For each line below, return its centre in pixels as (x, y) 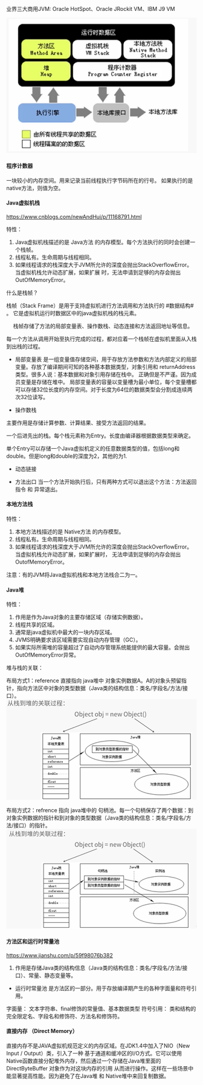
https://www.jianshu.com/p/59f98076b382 (60, 955)
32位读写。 (34, 397)
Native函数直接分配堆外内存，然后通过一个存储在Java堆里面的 (84, 1061)
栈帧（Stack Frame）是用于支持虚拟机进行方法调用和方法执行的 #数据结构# (100, 305)
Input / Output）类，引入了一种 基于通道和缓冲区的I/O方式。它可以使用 (94, 1053)
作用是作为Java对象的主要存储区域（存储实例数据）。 (81, 617)
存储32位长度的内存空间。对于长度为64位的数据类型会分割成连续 (106, 389)
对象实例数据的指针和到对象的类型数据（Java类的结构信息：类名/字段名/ (96, 818)
